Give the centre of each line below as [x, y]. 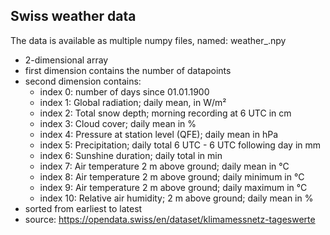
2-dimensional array [66, 60]
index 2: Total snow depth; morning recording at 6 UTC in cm [165, 113]
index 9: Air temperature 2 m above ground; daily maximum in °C [173, 187]
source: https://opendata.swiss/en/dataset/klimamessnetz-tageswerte [170, 219]
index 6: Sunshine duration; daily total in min [131, 155]
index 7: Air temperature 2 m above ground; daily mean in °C [164, 166]
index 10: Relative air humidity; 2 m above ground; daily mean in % [176, 198]
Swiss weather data [73, 16]
